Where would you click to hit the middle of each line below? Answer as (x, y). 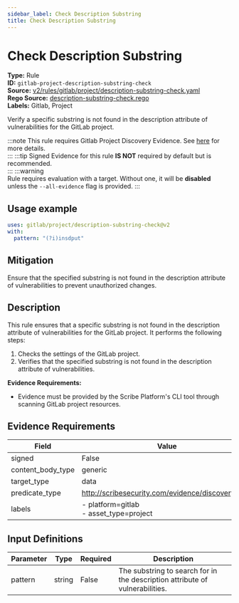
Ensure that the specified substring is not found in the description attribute (117, 278)
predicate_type (36, 493)
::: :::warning (26, 171)
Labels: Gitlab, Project (40, 106)
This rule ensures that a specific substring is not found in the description (114, 325)
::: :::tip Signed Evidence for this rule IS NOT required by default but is (110, 156)
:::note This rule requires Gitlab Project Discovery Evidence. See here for (114, 141)
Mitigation (31, 261)
